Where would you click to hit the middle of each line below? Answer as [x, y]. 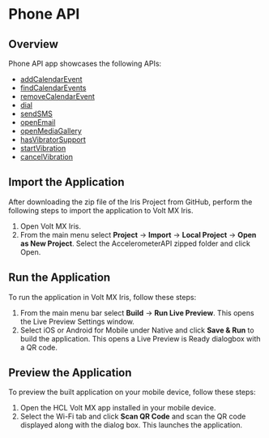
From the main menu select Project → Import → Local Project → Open [138, 234]
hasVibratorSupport [53, 140]
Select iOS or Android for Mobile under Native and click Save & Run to [137, 330]
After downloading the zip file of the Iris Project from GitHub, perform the [130, 202]
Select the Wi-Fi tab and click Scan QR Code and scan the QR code [133, 417]
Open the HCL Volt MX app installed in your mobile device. [118, 408]
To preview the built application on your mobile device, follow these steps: [132, 392]
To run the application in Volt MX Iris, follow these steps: [102, 297]
